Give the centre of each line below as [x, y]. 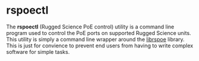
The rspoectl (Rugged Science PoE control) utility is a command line [90, 27]
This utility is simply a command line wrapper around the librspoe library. [95, 39]
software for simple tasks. [38, 52]
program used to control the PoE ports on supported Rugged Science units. [99, 33]
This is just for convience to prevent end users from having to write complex [100, 46]
